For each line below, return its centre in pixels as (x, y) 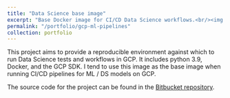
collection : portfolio (40, 33)
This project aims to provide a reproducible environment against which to (111, 52)
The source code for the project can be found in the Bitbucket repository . (111, 87)
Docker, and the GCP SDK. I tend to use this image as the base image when (114, 66)
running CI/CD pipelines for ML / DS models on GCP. (82, 74)
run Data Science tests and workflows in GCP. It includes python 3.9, (105, 60)
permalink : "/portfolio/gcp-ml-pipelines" (69, 26)
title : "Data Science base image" (57, 13)
